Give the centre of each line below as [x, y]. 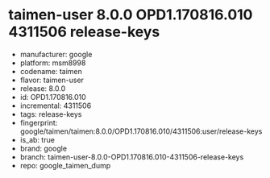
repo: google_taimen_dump [65, 165]
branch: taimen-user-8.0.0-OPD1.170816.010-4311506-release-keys [132, 157]
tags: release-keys [51, 114]
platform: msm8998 [53, 63]
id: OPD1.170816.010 [53, 97]
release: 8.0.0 [43, 88]
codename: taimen [51, 71]
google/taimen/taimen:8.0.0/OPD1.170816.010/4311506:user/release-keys [141, 131]
